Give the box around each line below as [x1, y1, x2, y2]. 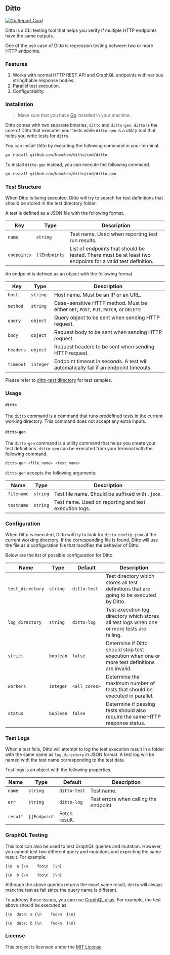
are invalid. [105, 665, 132, 672]
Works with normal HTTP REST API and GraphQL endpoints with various [12, 72, 163, 78]
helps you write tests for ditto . [5, 133, 70, 139]
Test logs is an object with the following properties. [5, 767, 112, 773]
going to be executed [105, 591, 156, 599]
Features [5, 60, 28, 67]
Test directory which [105, 572, 155, 579]
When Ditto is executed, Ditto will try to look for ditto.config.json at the [5, 531, 157, 537]
